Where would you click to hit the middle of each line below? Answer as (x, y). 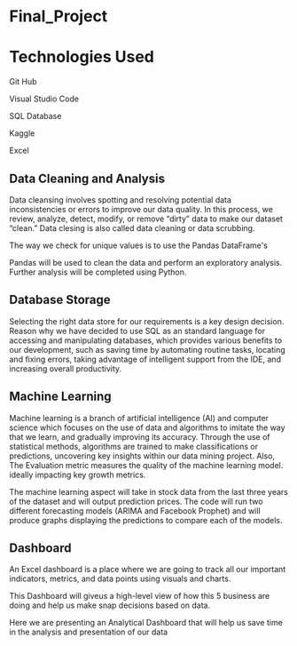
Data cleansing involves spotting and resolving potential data (121, 199)
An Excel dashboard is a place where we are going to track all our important (148, 570)
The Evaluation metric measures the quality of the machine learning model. (146, 465)
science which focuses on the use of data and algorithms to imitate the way (147, 427)
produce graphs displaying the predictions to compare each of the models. (146, 520)
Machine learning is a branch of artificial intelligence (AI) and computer (139, 418)
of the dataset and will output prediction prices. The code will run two (136, 501)
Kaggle (22, 133)
